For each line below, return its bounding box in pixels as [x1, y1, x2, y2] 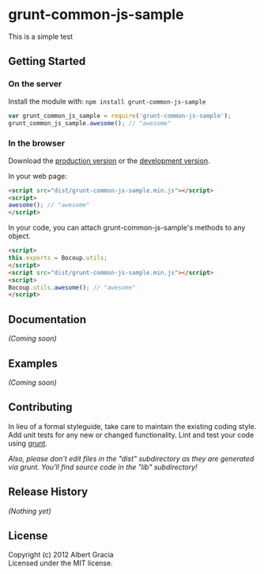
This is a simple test [8, 32, 74, 41]
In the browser [8, 138, 66, 149]
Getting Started [8, 55, 86, 68]
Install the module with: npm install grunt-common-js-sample [8, 97, 206, 106]
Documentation [8, 313, 87, 326]
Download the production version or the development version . [8, 156, 210, 165]
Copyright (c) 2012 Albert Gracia [8, 550, 114, 560]
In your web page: [8, 171, 67, 181]
